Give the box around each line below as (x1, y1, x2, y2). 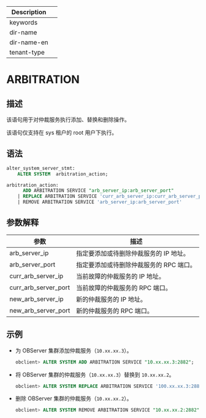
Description (11, 8, 47, 16)
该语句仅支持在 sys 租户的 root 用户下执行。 (6, 129, 118, 136)
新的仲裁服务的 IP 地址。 (76, 295, 147, 303)
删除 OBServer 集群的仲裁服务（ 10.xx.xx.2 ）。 (15, 395, 132, 402)
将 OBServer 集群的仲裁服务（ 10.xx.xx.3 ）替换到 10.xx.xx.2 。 (15, 371, 175, 378)
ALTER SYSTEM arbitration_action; (17, 171, 109, 177)
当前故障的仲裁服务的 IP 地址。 (76, 272, 166, 281)
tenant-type (9, 48, 45, 56)
